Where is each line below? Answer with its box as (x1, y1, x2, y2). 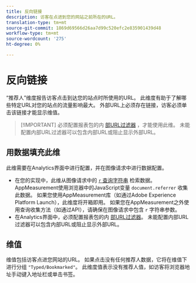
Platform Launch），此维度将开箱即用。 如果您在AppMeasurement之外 (14, 198, 184, 205)
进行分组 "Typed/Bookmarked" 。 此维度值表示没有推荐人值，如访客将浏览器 (6, 264, 185, 271)
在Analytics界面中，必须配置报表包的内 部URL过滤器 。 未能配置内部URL (14, 213, 189, 220)
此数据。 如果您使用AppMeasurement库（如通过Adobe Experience (14, 191, 176, 198)
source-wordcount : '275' (6, 36, 67, 42)
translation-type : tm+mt (6, 19, 67, 25)
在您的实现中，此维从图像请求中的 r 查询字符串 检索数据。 (14, 177, 156, 184)
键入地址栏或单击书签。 (21, 271, 78, 278)
